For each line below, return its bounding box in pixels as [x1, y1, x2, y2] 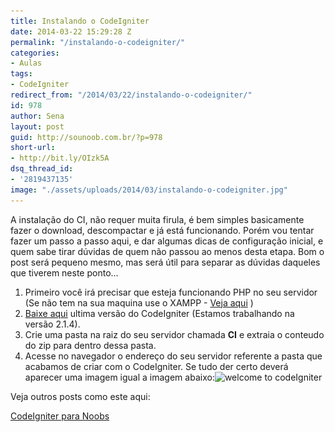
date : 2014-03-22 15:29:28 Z [10, 26, 132, 37]
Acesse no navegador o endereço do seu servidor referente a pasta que [24, 350, 323, 362]
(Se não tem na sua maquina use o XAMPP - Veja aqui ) [24, 296, 254, 309]
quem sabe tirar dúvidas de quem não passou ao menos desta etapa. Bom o [10, 245, 325, 257]
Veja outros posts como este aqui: [10, 390, 151, 402]
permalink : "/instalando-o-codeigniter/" [10, 37, 186, 47]
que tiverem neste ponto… [10, 266, 119, 279]
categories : [10, 48, 60, 58]
